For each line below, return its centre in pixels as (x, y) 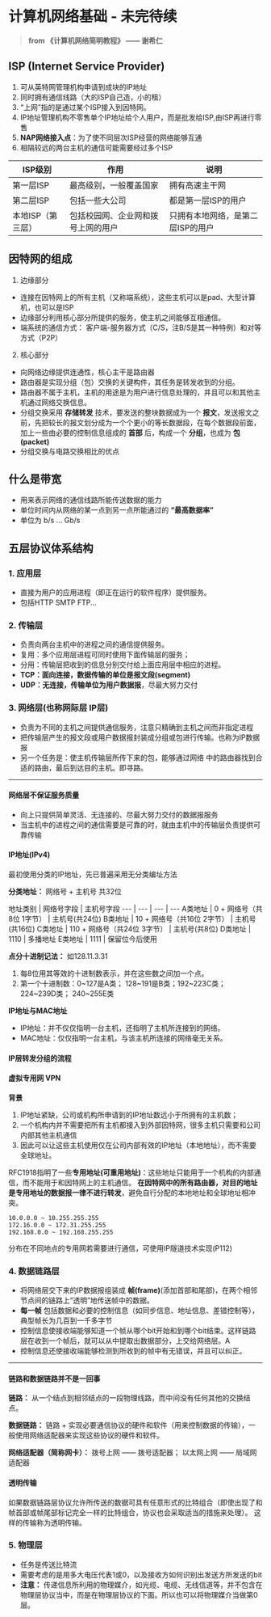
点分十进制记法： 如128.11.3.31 (58, 956)
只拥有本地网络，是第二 (213, 215)
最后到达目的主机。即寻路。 (101, 767)
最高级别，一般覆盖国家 (114, 185)
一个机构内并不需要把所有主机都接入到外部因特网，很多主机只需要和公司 (140, 1125)
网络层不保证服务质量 (44, 795)
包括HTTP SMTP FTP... (58, 602)
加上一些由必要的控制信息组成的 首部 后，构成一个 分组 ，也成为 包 (130, 433)
